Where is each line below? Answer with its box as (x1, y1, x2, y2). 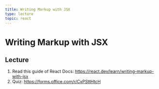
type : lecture (5, 12, 34, 16)
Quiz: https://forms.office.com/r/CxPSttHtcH (12, 79, 101, 85)
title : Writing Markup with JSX (5, 7, 70, 12)
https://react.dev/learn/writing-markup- (75, 68, 154, 75)
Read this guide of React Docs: (12, 68, 74, 75)
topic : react (5, 16, 32, 21)
